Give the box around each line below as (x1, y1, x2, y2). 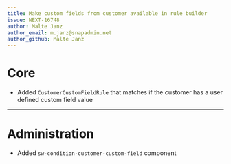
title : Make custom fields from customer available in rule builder (7, 10, 208, 17)
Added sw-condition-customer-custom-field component (16, 149, 177, 157)
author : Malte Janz (7, 23, 63, 30)
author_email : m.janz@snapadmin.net (7, 29, 112, 37)
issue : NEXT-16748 (7, 17, 60, 23)
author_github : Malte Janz (7, 36, 85, 43)
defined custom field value (16, 96, 93, 104)
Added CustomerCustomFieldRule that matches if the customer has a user (16, 88, 223, 96)
